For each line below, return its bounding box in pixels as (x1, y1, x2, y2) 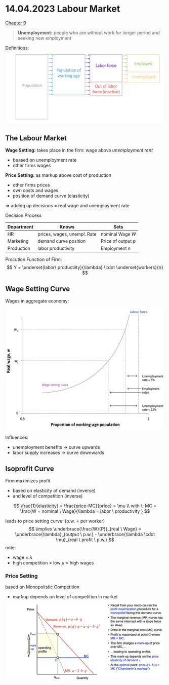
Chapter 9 (5, 20, 26, 26)
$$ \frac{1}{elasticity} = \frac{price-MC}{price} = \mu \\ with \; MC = (13, 503, 157, 509)
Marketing (7, 238, 29, 244)
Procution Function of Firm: (5, 256, 62, 262)
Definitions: (5, 45, 29, 51)
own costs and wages (12, 187, 59, 194)
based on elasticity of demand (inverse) (12, 487, 96, 494)
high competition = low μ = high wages (12, 560, 94, 566)
